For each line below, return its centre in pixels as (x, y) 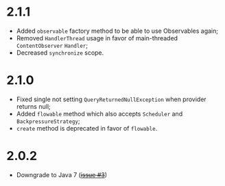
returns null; (33, 106)
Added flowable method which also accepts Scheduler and (99, 114)
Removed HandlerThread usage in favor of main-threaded (97, 38)
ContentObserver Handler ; (52, 45)
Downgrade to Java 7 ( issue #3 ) (62, 174)
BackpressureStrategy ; (48, 121)
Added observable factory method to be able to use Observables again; (117, 31)
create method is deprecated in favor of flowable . (87, 128)
